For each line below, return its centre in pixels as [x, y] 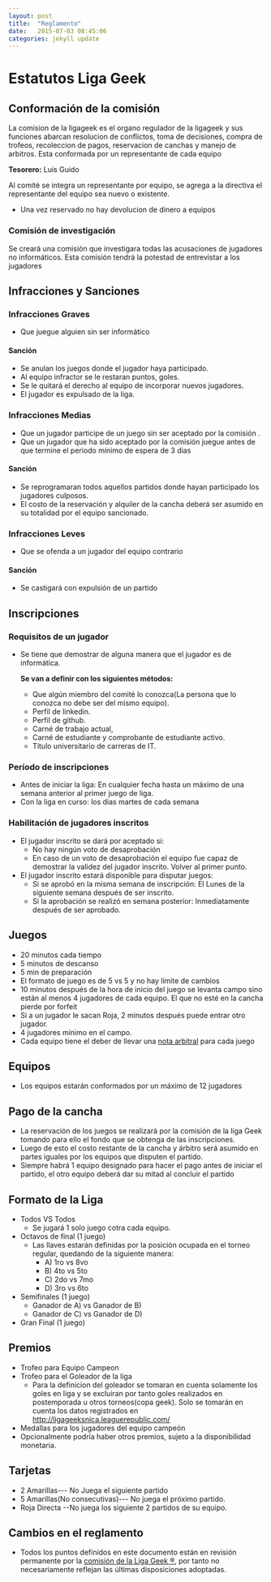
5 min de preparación [56, 972]
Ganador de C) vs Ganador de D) [87, 1313]
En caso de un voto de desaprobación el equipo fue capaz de [135, 858]
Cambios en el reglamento [76, 1533]
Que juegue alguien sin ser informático [85, 332]
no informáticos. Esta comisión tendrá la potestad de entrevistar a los [125, 257]
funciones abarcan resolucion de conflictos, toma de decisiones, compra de [135, 137]
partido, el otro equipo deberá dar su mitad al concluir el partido [127, 1174]
